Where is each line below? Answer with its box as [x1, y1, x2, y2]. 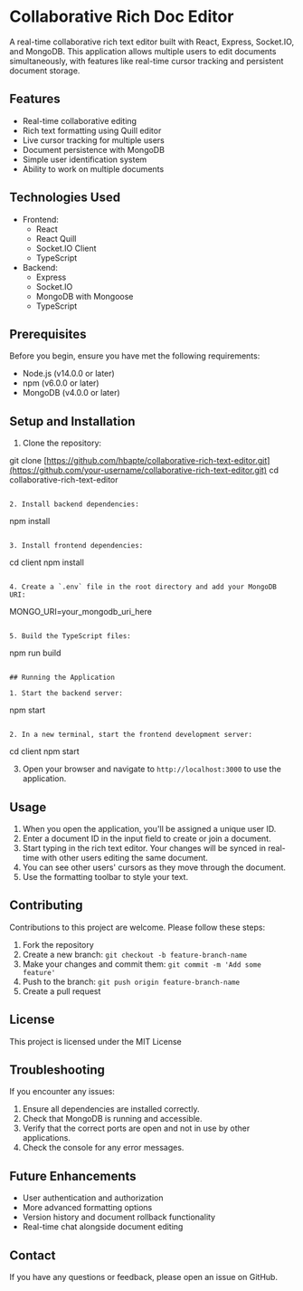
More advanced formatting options [22, 1202, 153, 1213]
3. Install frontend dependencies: [9, 541, 144, 550]
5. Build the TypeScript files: [9, 632, 131, 641]
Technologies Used [9, 190, 120, 206]
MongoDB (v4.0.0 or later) [22, 387, 120, 398]
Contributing [9, 898, 83, 913]
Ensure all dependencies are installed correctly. [22, 1104, 200, 1114]
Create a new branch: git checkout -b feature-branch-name [22, 949, 247, 960]
